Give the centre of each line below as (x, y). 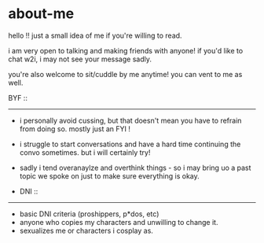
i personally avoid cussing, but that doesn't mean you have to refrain (130, 120)
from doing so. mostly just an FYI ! (75, 129)
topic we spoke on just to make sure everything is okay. (110, 176)
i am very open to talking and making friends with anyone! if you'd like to (126, 50)
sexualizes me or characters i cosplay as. (86, 230)
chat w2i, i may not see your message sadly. (80, 59)
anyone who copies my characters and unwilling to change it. (119, 222)
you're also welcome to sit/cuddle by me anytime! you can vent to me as (125, 74)
